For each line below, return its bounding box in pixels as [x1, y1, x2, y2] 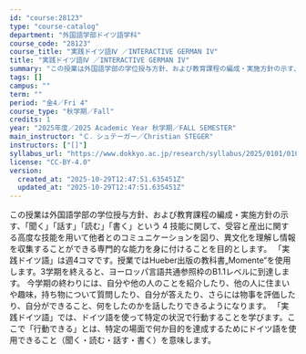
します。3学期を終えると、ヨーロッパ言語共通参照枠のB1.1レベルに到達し [9, 266, 282, 277]
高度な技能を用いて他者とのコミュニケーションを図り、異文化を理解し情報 [16, 232, 296, 243]
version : [9, 166, 43, 175]
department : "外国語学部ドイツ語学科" [9, 30, 142, 39]
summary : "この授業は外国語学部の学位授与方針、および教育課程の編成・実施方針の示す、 [9, 65, 301, 74]
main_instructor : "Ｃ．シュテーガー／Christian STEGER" [9, 132, 214, 141]
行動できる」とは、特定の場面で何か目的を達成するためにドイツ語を [33, 323, 289, 334]
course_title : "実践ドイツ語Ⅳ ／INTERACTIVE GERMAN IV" [9, 47, 219, 57]
